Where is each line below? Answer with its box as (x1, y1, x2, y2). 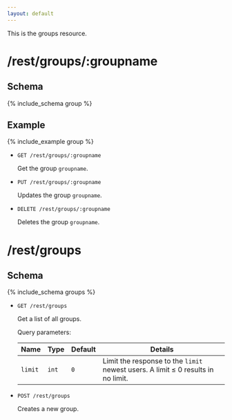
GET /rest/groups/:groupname (17, 152, 101, 159)
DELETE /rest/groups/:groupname (17, 206, 110, 213)
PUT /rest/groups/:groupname (17, 179, 101, 186)
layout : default (7, 10, 54, 17)
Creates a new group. (17, 405, 79, 413)
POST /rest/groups (17, 392, 70, 400)
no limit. (102, 374, 128, 383)
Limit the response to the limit (102, 356, 203, 366)
